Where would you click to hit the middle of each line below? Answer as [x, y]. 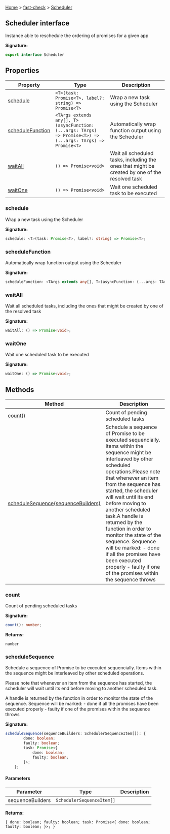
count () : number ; [24, 625]
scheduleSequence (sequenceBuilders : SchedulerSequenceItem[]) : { [75, 734]
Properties [22, 71]
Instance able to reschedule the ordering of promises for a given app [77, 36]
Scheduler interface [37, 23]
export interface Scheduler [35, 55]
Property [29, 85]
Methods [20, 390]
